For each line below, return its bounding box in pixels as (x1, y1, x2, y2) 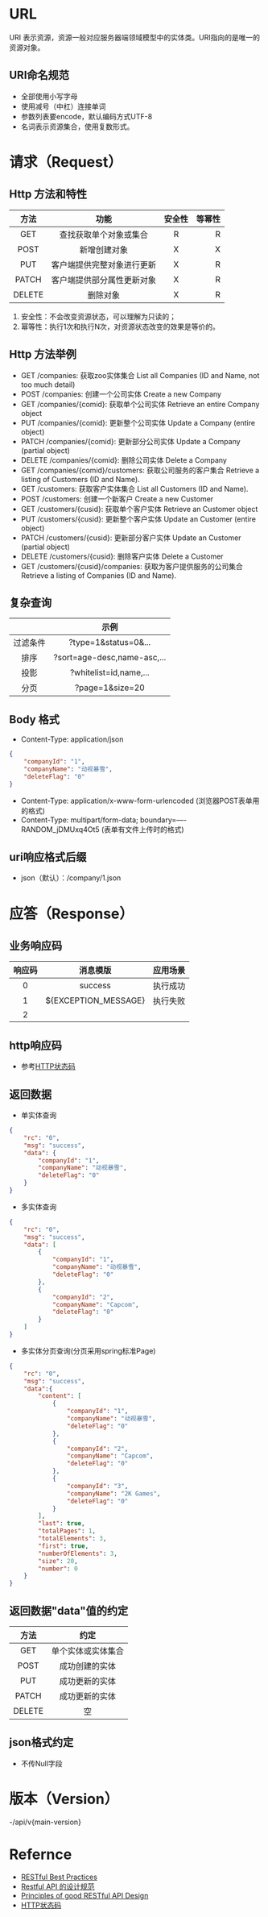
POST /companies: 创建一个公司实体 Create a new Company (20, 389, 222, 399)
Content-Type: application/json (20, 734, 124, 744)
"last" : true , (38, 1520, 85, 1528)
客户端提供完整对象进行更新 (51, 259, 156, 270)
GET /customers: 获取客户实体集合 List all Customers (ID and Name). (20, 484, 249, 493)
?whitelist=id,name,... (69, 667, 150, 678)
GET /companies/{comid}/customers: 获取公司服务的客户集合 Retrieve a (20, 465, 260, 475)
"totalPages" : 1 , (38, 1527, 96, 1536)
